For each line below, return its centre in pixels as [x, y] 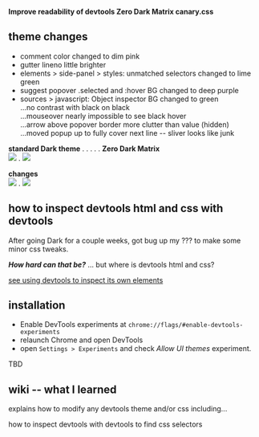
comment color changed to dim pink [80, 56]
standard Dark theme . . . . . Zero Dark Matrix [84, 149]
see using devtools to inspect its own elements [86, 280]
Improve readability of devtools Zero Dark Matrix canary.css [111, 12]
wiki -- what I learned [63, 389]
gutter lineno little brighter [63, 64]
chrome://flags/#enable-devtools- [186, 325]
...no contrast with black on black [75, 107]
